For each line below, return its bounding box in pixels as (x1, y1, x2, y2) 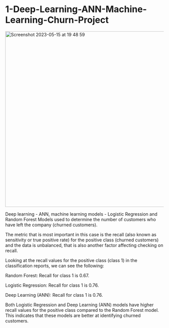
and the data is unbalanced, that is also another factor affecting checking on (5, 242, 163, 248)
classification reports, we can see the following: (5, 263, 104, 269)
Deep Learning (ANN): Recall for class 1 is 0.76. (5, 292, 103, 298)
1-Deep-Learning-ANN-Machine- (5, 4, 147, 15)
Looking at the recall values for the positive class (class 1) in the (5, 257, 137, 263)
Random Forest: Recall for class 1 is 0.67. (5, 272, 90, 278)
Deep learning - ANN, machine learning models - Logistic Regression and (5, 211, 157, 217)
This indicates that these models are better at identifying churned (5, 312, 141, 318)
